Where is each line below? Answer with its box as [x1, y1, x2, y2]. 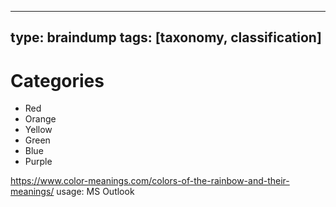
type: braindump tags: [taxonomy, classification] [10, 29, 322, 46]
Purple [24, 156, 53, 168]
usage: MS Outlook [56, 186, 135, 198]
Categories [10, 69, 105, 92]
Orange [24, 113, 57, 125]
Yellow [24, 124, 53, 136]
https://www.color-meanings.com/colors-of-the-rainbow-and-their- [10, 175, 290, 187]
